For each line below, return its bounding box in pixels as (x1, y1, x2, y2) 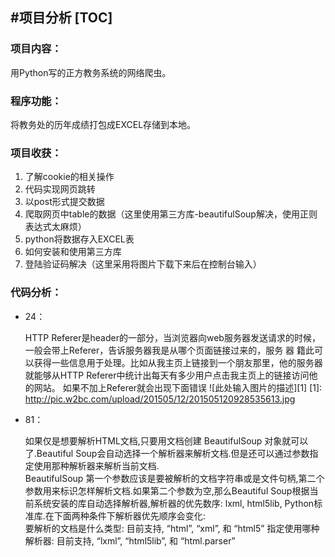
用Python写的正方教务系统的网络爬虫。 (10, 66, 172, 78)
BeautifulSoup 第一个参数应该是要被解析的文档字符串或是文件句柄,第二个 (24, 472, 325, 484)
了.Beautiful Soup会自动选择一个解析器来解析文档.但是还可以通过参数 (24, 447, 310, 459)
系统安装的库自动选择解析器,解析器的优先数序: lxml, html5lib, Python (33, 497, 315, 509)
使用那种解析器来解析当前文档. (33, 459, 160, 472)
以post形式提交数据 (24, 196, 105, 208)
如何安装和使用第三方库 (24, 246, 122, 258)
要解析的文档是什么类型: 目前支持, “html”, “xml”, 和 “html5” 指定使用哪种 (24, 522, 320, 534)
